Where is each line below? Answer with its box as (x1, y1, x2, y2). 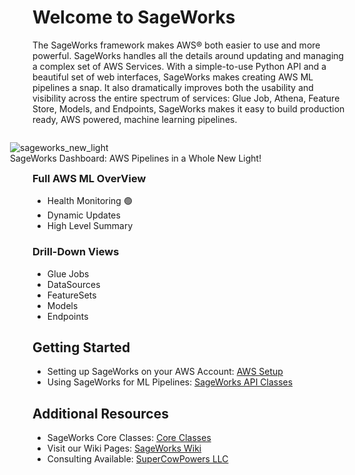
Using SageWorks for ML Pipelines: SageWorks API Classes (46, 376, 294, 388)
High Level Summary (46, 220, 134, 232)
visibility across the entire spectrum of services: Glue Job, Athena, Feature (32, 92, 340, 104)
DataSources (46, 278, 101, 290)
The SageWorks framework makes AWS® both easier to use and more (32, 39, 321, 51)
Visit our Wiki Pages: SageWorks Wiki (46, 442, 202, 455)
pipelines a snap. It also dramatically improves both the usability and (32, 81, 314, 93)
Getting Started (32, 339, 131, 356)
